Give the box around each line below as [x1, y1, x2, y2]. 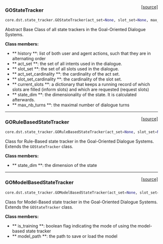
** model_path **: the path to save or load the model [12, 233, 118, 239]
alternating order [12, 56, 46, 62]
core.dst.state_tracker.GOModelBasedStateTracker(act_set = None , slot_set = [5, 190, 160, 195]
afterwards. [12, 97, 35, 103]
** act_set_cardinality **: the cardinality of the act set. [12, 71, 120, 77]
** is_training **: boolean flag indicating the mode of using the [12, 223, 137, 228]
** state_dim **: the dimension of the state [12, 163, 97, 168]
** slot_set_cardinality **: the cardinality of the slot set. [12, 76, 122, 82]
